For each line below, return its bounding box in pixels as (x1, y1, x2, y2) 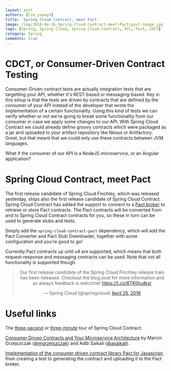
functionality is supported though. (5, 259, 77, 265)
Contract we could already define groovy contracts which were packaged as (5, 124, 166, 130)
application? (5, 156, 31, 162)
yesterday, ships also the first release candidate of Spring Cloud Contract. (5, 195, 161, 202)
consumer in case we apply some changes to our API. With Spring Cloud (5, 118, 158, 124)
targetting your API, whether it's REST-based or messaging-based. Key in (5, 91, 160, 97)
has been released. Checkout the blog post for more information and (20, 274, 164, 280)
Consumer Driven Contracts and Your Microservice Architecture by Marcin (5, 335, 162, 341)
